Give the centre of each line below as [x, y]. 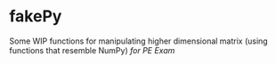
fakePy [36, 16]
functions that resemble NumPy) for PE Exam [92, 50]
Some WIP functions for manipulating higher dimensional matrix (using [139, 41]
